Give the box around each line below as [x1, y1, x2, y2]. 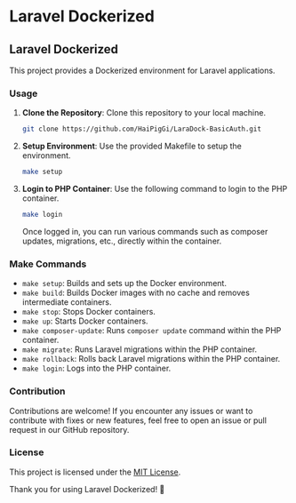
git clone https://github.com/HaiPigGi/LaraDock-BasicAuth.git [21, 124, 262, 134]
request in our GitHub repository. [9, 424, 130, 435]
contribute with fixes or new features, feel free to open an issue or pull [9, 415, 267, 426]
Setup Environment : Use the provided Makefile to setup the [21, 140, 242, 152]
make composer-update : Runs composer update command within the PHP [21, 325, 282, 336]
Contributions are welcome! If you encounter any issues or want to [9, 405, 253, 416]
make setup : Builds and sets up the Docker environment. [21, 278, 227, 289]
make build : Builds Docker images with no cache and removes [21, 287, 251, 299]
